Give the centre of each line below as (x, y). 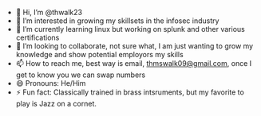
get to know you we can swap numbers (81, 75)
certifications (38, 37)
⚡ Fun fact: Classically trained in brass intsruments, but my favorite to (130, 92)
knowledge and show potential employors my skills (99, 54)
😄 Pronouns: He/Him (51, 83)
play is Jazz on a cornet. (56, 104)
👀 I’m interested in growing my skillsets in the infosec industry (117, 21)
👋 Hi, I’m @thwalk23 (49, 12)
